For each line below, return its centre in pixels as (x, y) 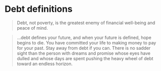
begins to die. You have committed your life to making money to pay (86, 42)
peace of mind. (32, 28)
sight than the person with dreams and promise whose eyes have (83, 53)
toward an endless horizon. (45, 64)
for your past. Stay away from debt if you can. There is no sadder (84, 48)
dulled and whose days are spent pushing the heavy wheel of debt (85, 58)
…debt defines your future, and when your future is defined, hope (84, 37)
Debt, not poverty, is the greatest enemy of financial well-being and (86, 23)
